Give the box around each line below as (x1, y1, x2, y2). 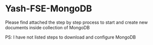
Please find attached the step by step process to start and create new (5, 19, 148, 25)
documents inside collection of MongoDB (5, 24, 90, 30)
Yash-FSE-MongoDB (5, 3, 92, 14)
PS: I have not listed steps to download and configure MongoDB (5, 34, 136, 40)
